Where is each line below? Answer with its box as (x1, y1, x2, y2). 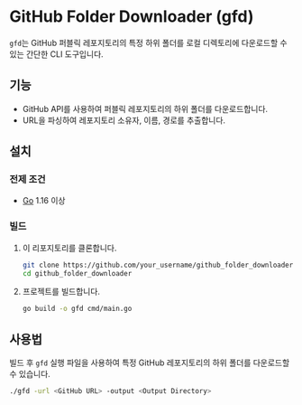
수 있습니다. (9, 369, 51, 380)
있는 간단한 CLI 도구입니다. (9, 48, 104, 60)
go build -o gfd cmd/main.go (22, 305, 133, 314)
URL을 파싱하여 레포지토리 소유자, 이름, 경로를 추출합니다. (22, 115, 226, 126)
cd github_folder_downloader (22, 268, 133, 278)
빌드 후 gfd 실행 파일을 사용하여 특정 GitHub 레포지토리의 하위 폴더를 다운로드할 (9, 357, 290, 368)
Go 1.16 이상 (22, 195, 66, 206)
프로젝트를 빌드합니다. (22, 287, 101, 297)
